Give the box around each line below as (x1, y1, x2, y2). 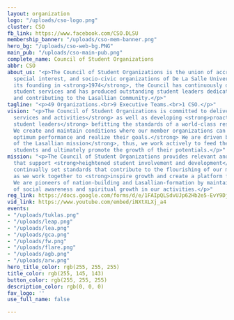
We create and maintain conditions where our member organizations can (13, 127, 226, 134)
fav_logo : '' (7, 289, 45, 297)
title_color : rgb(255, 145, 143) (7, 270, 104, 277)
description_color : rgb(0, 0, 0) (7, 283, 104, 290)
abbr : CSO (7, 62, 36, 69)
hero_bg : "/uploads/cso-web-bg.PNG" (7, 43, 114, 50)
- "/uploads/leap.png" (7, 218, 73, 225)
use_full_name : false (7, 296, 70, 303)
